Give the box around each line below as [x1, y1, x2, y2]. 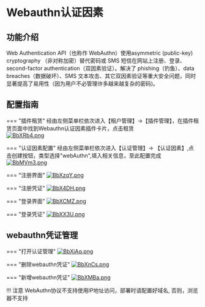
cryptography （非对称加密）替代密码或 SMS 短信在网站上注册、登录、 [6, 57, 185, 64]
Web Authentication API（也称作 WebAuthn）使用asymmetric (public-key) [6, 50, 193, 56]
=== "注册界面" [6, 171, 45, 178]
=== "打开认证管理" [6, 248, 56, 255]
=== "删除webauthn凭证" [6, 260, 70, 268]
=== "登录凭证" [6, 210, 45, 218]
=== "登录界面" [6, 197, 45, 205]
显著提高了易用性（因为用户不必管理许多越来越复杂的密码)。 [6, 80, 159, 87]
